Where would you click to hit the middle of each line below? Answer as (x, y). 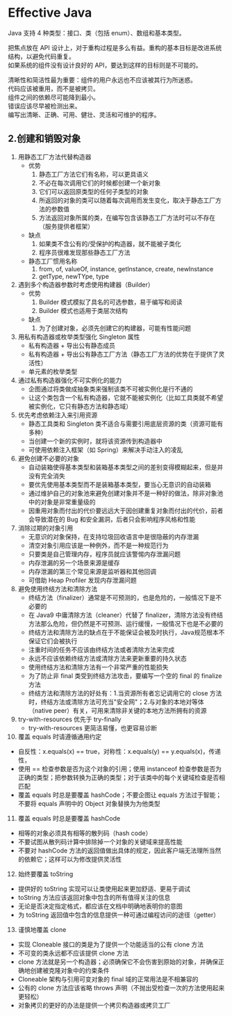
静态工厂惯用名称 (53, 261)
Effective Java (50, 13)
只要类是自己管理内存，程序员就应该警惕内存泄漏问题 (105, 554)
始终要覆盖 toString (45, 873)
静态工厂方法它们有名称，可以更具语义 (93, 174)
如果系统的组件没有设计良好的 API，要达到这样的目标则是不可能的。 (105, 65)
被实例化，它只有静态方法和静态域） (80, 406)
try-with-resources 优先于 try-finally (69, 719)
